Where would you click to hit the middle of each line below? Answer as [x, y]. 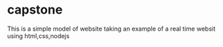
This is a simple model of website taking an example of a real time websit [111, 29]
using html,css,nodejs [38, 35]
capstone [35, 10]
